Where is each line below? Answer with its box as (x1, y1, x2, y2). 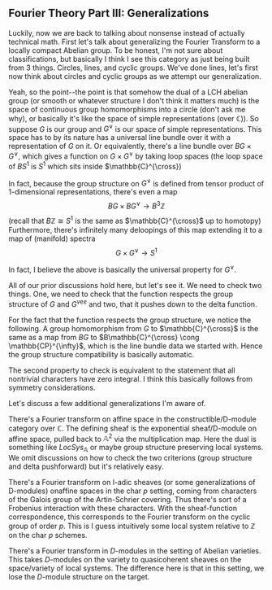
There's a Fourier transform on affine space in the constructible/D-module (8, 414, 257, 424)
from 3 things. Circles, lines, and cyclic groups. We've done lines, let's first (8, 63, 258, 72)
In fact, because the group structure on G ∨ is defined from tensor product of (8, 177, 265, 188)
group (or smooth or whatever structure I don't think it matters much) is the (8, 95, 260, 105)
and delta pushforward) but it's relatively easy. (8, 461, 164, 471)
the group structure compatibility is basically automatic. (8, 349, 195, 359)
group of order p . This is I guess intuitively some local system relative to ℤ (8, 521, 256, 531)
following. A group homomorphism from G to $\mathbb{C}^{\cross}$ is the (8, 323, 259, 333)
